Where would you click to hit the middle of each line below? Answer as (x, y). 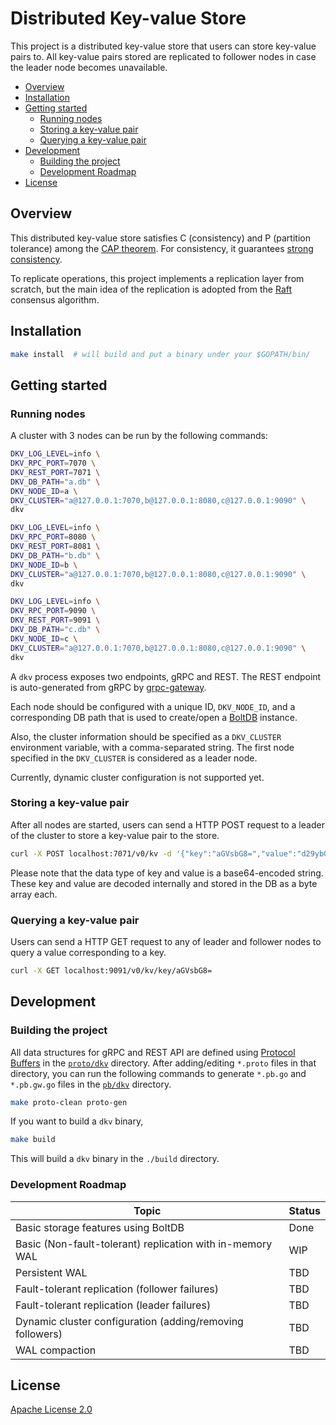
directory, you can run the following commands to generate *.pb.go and (158, 1073)
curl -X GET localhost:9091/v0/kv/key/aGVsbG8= (111, 970)
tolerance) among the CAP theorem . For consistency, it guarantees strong (162, 248)
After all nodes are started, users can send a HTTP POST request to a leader (167, 824)
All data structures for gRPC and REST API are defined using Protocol (153, 1052)
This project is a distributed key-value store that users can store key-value (163, 46)
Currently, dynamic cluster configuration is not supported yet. (137, 777)
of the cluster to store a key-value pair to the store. (115, 835)
